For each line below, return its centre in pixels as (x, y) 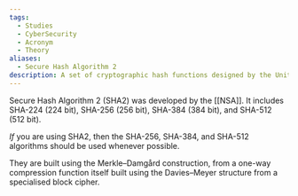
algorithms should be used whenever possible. (94, 145)
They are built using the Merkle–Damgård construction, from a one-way (140, 163)
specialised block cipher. (55, 182)
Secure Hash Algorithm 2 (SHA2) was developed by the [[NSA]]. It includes (147, 100)
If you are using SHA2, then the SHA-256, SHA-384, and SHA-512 (129, 136)
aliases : (25, 59)
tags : (19, 17)
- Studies (35, 26)
